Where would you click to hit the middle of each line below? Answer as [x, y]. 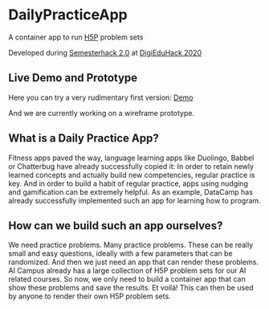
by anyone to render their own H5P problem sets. [90, 296]
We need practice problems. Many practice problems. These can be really [131, 245]
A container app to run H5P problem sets [76, 37]
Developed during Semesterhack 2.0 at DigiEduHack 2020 [105, 52]
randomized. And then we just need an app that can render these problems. [134, 262]
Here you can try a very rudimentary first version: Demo [101, 97]
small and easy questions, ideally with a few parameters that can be [120, 253]
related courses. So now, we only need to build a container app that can [127, 279]
